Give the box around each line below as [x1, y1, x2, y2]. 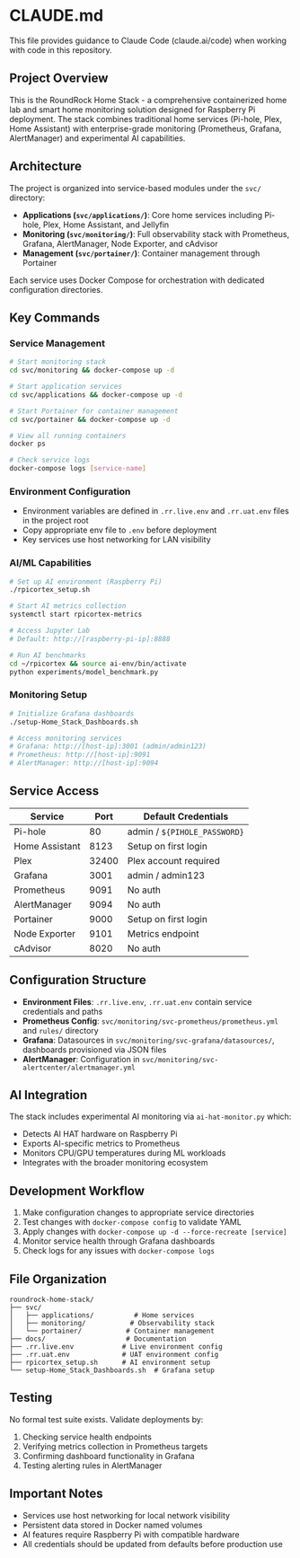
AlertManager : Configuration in [22, 1053, 141, 1064]
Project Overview [9, 71, 109, 86]
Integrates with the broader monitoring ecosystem [22, 1157, 208, 1168]
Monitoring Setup [9, 689, 88, 701]
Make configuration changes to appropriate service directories [22, 1207, 254, 1218]
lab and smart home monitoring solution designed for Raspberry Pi [9, 104, 256, 115]
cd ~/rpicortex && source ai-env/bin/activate [9, 659, 187, 668]
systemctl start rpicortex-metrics [9, 610, 143, 620]
